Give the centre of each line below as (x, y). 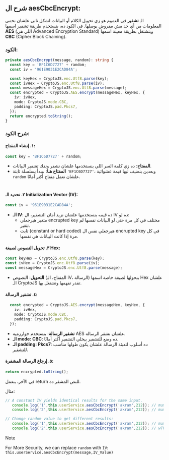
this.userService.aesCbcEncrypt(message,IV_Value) (59, 452)
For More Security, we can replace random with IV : (57, 447)
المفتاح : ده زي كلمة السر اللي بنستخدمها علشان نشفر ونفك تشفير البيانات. (82, 166)
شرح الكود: (17, 134)
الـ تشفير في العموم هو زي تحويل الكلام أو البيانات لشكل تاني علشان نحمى (75, 20)
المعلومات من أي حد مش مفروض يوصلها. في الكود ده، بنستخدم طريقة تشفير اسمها (83, 26)
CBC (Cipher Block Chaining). (36, 36)
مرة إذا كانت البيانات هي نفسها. (49, 236)
